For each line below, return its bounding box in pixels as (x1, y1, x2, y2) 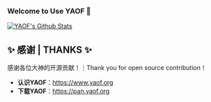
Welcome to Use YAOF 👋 (7, 6, 92, 16)
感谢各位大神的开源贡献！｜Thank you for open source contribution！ (7, 64, 207, 72)
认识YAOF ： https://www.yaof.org (17, 78, 114, 87)
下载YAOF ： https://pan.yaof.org (17, 87, 110, 96)
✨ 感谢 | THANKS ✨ (7, 44, 93, 56)
